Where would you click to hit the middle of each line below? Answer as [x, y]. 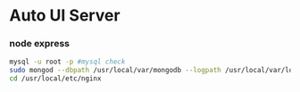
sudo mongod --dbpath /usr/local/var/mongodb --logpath [115, 71]
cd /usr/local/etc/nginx [55, 79]
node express [39, 44]
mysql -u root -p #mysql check [67, 62]
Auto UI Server [65, 16]
